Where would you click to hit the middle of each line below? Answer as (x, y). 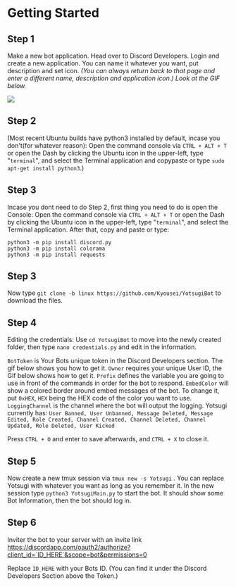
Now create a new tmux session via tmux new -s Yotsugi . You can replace (116, 478)
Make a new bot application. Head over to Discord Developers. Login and (113, 56)
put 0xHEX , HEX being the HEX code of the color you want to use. (100, 398)
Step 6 (22, 523)
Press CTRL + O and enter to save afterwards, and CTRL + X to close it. (108, 439)
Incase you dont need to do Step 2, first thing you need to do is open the (113, 207)
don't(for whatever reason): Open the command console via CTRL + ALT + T (117, 145)
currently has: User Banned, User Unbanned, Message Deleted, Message (110, 413)
